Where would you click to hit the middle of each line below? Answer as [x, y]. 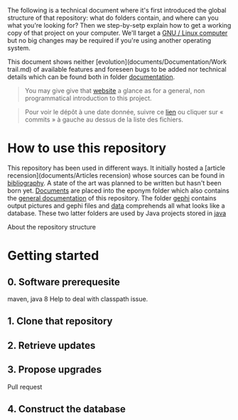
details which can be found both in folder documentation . [91, 77]
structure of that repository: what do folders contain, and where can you [113, 18]
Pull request [25, 387]
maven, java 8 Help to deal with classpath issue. [78, 298]
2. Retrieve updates [52, 345]
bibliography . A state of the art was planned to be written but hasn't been [114, 183]
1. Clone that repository [60, 322]
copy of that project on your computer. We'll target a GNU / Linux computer [118, 33]
